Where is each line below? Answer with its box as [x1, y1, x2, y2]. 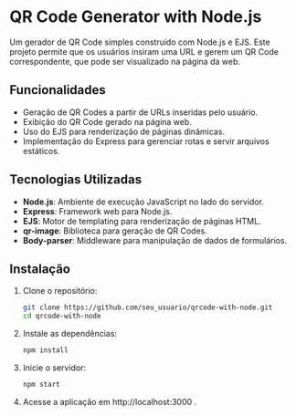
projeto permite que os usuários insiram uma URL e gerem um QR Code [9, 46, 279, 57]
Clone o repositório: [22, 286, 98, 296]
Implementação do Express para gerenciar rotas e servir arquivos [22, 135, 270, 147]
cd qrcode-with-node [22, 312, 101, 321]
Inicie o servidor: [22, 362, 87, 373]
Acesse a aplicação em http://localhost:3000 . [22, 396, 197, 407]
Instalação [9, 261, 71, 276]
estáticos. [22, 145, 60, 156]
